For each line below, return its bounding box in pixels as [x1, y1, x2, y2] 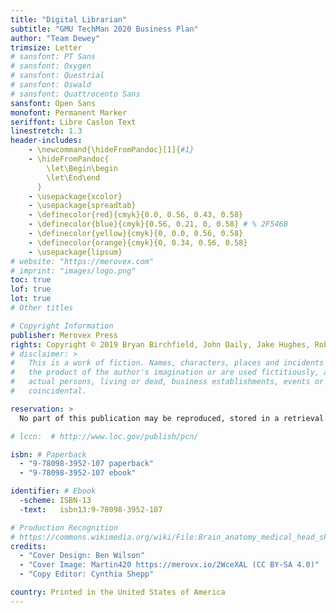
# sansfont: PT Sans [10, 52, 97, 62]
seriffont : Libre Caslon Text [10, 117, 137, 127]
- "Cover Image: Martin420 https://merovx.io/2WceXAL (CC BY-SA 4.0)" [19, 560, 320, 570]
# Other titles [10, 303, 74, 313]
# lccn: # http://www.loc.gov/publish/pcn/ [10, 431, 199, 441]
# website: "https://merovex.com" [10, 256, 155, 266]
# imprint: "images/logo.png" [10, 266, 137, 276]
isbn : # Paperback [10, 449, 87, 460]
